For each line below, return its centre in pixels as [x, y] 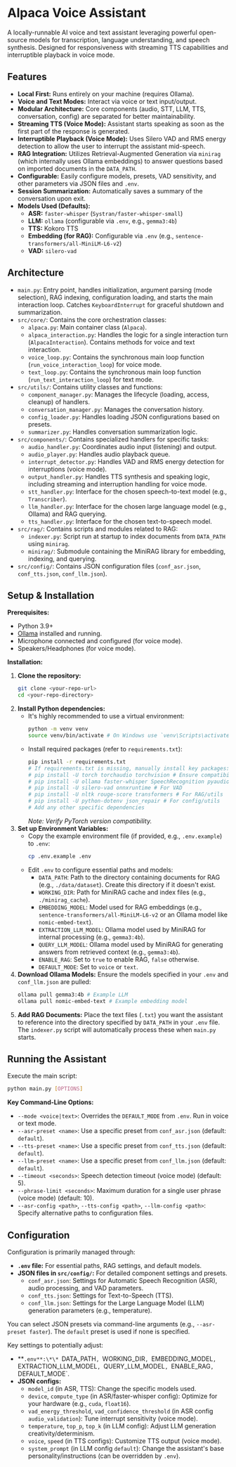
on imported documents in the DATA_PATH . [77, 168]
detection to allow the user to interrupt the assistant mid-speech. [111, 146]
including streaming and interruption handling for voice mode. [117, 484]
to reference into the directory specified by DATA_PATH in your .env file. [119, 1022]
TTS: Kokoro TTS [53, 228]
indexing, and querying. [62, 558]
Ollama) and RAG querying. [67, 514]
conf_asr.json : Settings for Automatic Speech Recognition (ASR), [123, 1280]
